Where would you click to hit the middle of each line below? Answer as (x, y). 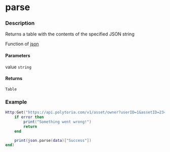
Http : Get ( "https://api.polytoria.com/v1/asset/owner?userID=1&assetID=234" (87, 112)
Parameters (18, 56)
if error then (29, 117)
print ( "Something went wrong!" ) (58, 122)
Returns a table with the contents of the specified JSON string (70, 34)
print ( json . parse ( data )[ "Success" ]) (53, 140)
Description (20, 23)
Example (16, 102)
